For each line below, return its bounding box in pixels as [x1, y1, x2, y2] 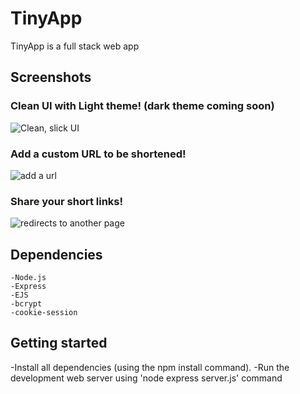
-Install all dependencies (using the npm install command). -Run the [10, 361, 290, 373]
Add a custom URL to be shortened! [10, 147, 187, 161]
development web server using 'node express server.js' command [10, 372, 283, 384]
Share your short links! [10, 194, 124, 208]
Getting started [10, 335, 108, 352]
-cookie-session [10, 308, 78, 318]
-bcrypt [10, 299, 43, 309]
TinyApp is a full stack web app [10, 40, 140, 52]
